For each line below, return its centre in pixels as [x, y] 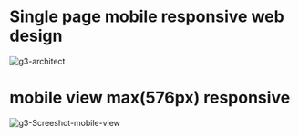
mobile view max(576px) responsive [150, 98]
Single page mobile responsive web [147, 17]
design [36, 36]
